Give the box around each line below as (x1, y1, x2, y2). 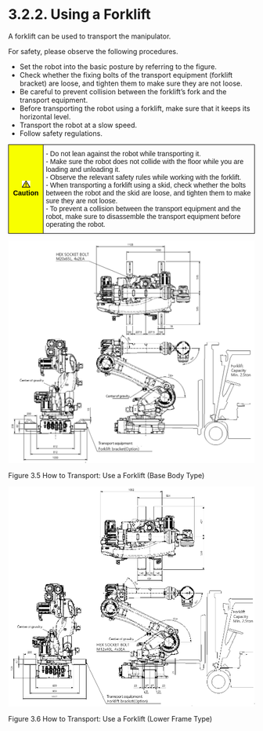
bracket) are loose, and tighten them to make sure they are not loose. (19, 79, 243, 88)
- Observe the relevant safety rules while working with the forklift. (45, 173, 242, 181)
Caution (13, 188, 39, 198)
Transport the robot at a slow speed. (19, 120, 138, 130)
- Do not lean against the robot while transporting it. (45, 149, 201, 158)
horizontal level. (19, 111, 71, 121)
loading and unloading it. (45, 165, 121, 174)
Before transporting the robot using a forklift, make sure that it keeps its (19, 104, 250, 113)
